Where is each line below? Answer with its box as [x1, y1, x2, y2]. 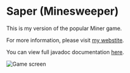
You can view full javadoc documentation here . [6, 48, 125, 56]
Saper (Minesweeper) [6, 4, 119, 18]
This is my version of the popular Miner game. [6, 25, 122, 32]
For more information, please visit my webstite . [6, 36, 125, 44]
